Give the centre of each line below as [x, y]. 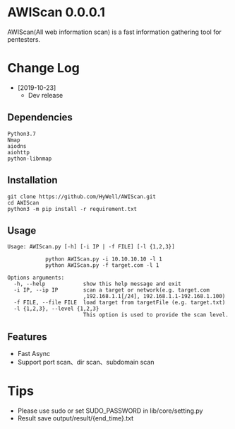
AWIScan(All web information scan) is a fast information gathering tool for [115, 32]
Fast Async [34, 354]
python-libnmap [30, 159]
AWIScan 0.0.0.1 [56, 12]
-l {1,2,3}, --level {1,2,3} [56, 309]
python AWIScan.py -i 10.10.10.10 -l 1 [103, 259]
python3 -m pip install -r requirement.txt [72, 209]
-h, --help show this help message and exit [97, 284]
